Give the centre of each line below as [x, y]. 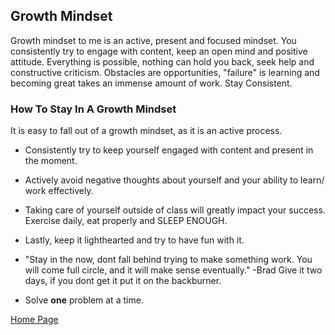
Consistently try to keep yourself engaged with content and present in [169, 150]
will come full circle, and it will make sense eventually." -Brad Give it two [173, 270]
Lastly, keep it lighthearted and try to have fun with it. [134, 240]
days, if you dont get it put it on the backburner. [123, 281]
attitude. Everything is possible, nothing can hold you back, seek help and [162, 61]
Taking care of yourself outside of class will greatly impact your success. [175, 210]
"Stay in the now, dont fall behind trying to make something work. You [168, 260]
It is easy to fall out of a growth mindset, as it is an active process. [146, 131]
